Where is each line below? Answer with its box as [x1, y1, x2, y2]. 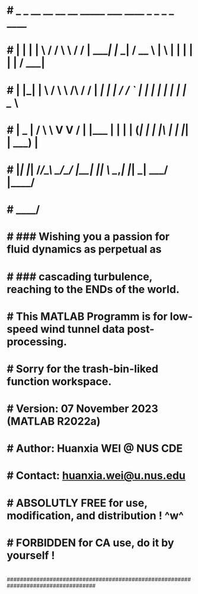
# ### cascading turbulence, [7, 270, 153, 283]
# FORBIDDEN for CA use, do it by [7, 536, 174, 549]
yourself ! [7, 548, 55, 562]
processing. [7, 335, 68, 348]
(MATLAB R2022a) [7, 414, 101, 428]
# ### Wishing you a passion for [7, 230, 170, 244]
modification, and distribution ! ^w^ [7, 509, 184, 522]
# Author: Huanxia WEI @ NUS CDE [7, 442, 183, 455]
